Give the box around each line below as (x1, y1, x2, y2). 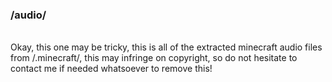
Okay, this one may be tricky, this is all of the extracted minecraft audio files (10, 41, 323, 53)
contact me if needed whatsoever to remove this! (10, 63, 213, 75)
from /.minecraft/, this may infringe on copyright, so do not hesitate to (10, 52, 298, 64)
